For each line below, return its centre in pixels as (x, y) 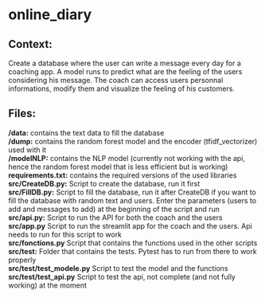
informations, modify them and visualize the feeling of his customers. (121, 88)
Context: (31, 44)
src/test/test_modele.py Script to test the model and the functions (118, 268)
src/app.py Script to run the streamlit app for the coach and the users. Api (130, 225)
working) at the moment (48, 285)
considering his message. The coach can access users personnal (116, 80)
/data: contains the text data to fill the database (86, 132)
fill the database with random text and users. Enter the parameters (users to (132, 200)
